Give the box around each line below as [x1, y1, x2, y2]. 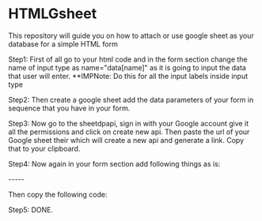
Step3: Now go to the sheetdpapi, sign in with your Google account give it [8, 118, 249, 128]
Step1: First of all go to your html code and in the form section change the [8, 54, 248, 64]
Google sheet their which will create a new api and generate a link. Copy [8, 135, 245, 144]
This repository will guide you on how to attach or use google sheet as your [8, 31, 255, 40]
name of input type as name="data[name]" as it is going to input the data [8, 62, 247, 72]
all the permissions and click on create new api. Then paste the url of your [8, 127, 250, 137]
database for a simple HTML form [8, 39, 119, 48]
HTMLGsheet [8, 5, 97, 23]
